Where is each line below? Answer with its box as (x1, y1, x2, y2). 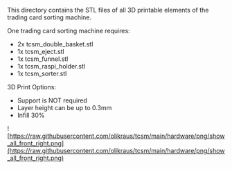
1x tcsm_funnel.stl (17, 55, 69, 63)
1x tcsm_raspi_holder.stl (17, 62, 85, 70)
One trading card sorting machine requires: (7, 27, 130, 35)
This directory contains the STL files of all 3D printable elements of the (7, 6, 209, 14)
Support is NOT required (17, 96, 88, 105)
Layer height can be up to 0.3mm (17, 104, 112, 112)
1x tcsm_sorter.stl (17, 69, 67, 78)
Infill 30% (17, 111, 45, 119)
